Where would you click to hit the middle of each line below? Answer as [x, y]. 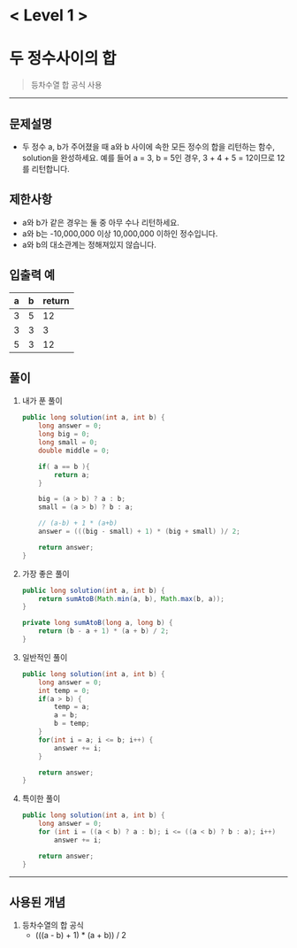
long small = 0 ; [68, 443]
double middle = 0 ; [74, 451]
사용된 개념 [38, 902]
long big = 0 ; [64, 435]
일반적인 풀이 [45, 657]
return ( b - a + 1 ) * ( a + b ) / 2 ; [104, 631]
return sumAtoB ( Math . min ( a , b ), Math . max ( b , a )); [132, 598]
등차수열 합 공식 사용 [66, 85]
